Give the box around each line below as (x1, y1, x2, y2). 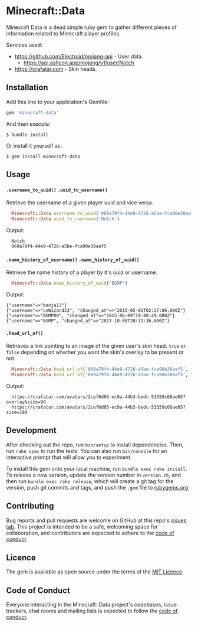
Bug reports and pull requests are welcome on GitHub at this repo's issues (6, 517, 187, 524)
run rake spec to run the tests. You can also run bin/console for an (6, 447, 167, 454)
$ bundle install (6, 132, 49, 138)
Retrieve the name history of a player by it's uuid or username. (6, 269, 158, 276)
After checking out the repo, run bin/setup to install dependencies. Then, (6, 441, 184, 448)
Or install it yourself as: (6, 142, 62, 149)
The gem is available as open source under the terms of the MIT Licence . (6, 568, 184, 575)
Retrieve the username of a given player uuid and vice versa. (6, 199, 154, 206)
